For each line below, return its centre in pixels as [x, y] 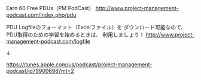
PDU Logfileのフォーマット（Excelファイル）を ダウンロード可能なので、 [96, 27]
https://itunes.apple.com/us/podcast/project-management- [79, 64]
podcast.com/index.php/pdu [41, 15]
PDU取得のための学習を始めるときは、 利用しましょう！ [75, 35]
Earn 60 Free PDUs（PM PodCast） [50, 8]
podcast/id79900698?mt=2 [40, 71]
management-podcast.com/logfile [48, 41]
